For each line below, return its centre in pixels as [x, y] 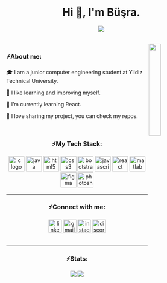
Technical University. [32, 81]
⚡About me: [24, 56]
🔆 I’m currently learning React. [44, 105]
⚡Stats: [77, 258]
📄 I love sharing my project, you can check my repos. [72, 116]
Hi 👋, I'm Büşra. [101, 12]
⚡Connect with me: [77, 207]
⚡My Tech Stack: [77, 144]
